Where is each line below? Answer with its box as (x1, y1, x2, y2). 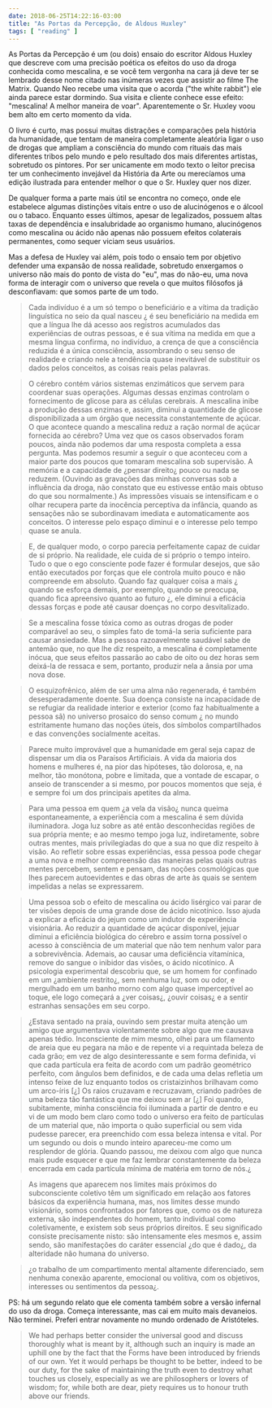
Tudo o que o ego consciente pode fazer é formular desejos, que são (28, 559, 261, 569)
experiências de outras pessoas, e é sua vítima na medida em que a (28, 329, 256, 339)
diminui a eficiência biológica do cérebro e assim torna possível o (28, 932, 248, 942)
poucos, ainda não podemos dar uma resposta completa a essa (28, 439, 242, 449)
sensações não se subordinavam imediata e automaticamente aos (28, 509, 250, 518)
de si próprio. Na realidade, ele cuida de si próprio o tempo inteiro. (28, 550, 251, 560)
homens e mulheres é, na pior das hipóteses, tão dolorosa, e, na (28, 762, 244, 772)
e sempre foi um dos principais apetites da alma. (28, 788, 192, 798)
